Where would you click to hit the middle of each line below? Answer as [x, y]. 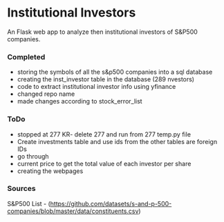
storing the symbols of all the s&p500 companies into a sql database [115, 72]
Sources [21, 189]
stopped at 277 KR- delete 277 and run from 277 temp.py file [104, 134]
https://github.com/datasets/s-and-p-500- [111, 203]
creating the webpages [50, 171]
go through [33, 156]
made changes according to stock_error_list [80, 101]
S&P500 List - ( [29, 203]
